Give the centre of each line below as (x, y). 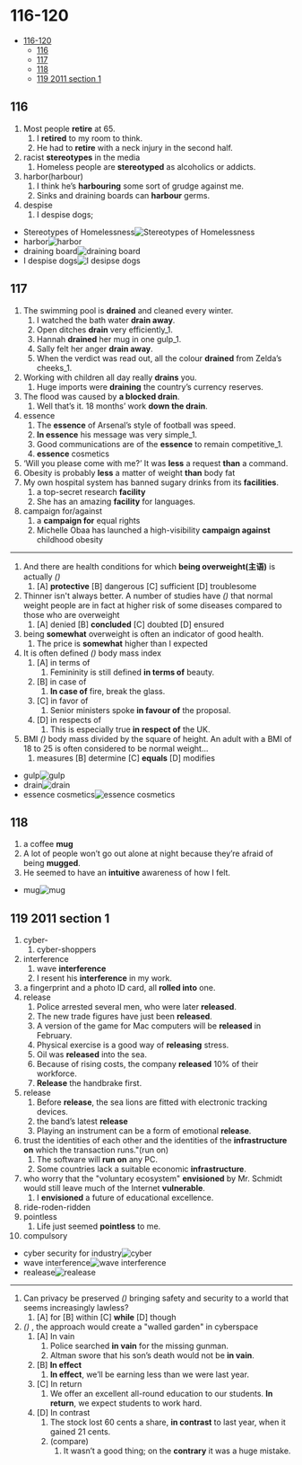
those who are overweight (71, 614)
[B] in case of (61, 681)
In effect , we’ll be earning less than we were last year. (150, 1374)
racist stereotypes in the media (82, 157)
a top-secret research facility (91, 491)
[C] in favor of (62, 701)
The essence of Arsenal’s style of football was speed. (136, 425)
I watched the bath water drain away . (106, 320)
